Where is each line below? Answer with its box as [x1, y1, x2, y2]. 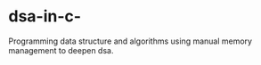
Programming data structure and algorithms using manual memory [8, 36, 253, 46]
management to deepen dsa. [8, 45, 114, 55]
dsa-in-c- [8, 6, 82, 27]
